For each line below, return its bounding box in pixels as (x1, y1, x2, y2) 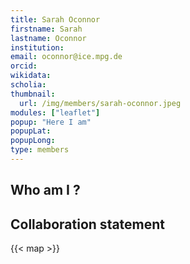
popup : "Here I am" (10, 117, 92, 127)
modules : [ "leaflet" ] (10, 107, 101, 118)
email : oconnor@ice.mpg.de (10, 52, 123, 62)
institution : (10, 42, 65, 53)
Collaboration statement (10, 216, 166, 233)
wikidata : (10, 71, 52, 81)
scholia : (10, 80, 47, 90)
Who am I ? (10, 182, 81, 199)
